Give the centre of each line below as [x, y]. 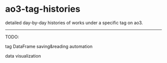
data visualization [23, 56]
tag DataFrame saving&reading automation [49, 46]
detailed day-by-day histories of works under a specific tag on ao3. [74, 23]
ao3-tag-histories [43, 9]
